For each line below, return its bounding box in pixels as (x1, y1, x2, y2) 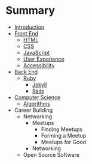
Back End (14, 68, 38, 75)
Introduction (14, 23, 45, 31)
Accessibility (23, 61, 55, 69)
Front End (14, 29, 39, 37)
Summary (5, 4, 55, 17)
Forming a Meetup (41, 132, 87, 139)
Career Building (14, 106, 53, 114)
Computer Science (14, 94, 61, 101)
